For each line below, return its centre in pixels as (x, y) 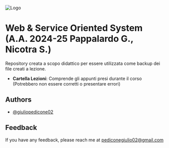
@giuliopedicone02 (33, 112)
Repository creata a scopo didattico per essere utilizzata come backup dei (83, 63)
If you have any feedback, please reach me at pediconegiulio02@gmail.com (85, 140)
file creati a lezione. (26, 68)
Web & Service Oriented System (74, 28)
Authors (18, 100)
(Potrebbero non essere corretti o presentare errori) (66, 84)
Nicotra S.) (28, 50)
